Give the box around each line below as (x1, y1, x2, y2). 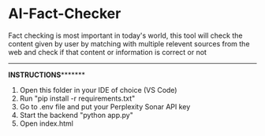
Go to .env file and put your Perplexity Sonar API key (19, 101, 191, 111)
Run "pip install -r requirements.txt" (19, 94, 136, 103)
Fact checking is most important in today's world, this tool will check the (8, 31, 243, 40)
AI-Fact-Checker (8, 5, 121, 23)
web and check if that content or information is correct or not (8, 47, 207, 57)
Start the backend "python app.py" (19, 110, 134, 119)
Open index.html (19, 119, 73, 128)
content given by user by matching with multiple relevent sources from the (8, 39, 250, 48)
